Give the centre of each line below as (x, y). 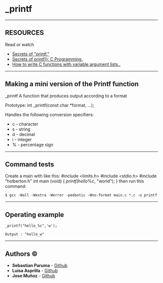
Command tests (30, 164)
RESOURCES (24, 33)
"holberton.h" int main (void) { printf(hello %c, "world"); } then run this (74, 181)
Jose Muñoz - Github (33, 276)
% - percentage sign (33, 145)
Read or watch (20, 44)
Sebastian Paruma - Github (40, 265)
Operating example (35, 215)
